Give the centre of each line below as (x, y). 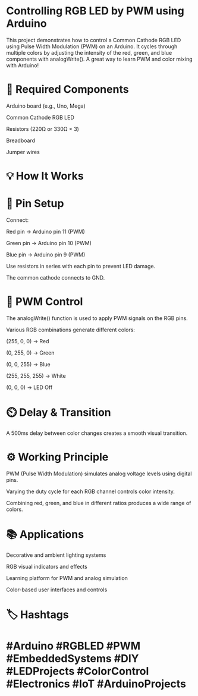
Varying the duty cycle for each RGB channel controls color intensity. (91, 491)
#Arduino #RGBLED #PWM (73, 646)
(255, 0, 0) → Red (28, 341)
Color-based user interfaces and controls (57, 590)
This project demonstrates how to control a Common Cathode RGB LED (94, 40)
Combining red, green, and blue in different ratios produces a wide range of (99, 503)
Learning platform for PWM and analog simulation (67, 578)
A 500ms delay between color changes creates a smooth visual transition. (97, 433)
